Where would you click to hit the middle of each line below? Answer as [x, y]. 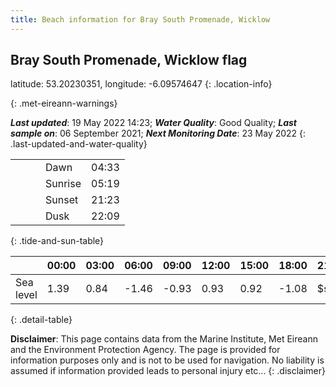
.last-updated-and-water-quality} [79, 144]
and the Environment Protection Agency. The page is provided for [145, 350]
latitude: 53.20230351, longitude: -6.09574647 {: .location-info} [141, 84]
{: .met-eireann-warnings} [64, 103]
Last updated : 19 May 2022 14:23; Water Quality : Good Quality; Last [153, 123]
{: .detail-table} [41, 320]
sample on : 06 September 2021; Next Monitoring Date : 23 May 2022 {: [158, 133]
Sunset [62, 200]
